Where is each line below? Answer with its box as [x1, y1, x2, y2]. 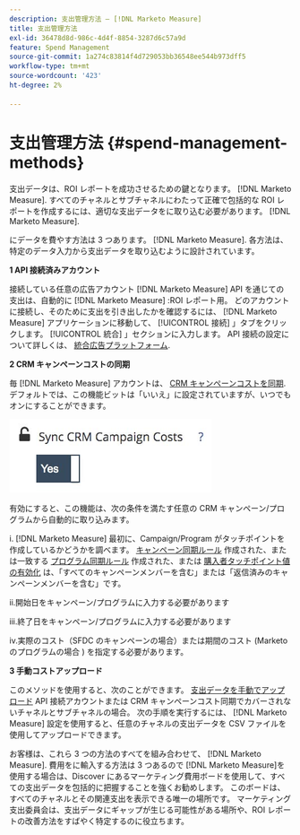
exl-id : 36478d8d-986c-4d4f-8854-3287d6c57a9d [9, 33, 186, 42]
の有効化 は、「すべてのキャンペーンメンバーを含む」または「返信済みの [9, 566, 273, 578]
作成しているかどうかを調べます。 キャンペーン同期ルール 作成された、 [9, 544, 271, 555]
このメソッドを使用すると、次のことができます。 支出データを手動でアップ [9, 684, 285, 695]
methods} [9, 152, 85, 172]
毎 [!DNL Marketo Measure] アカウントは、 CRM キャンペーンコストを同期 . [9, 378, 287, 388]
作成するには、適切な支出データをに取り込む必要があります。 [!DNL [39, 205, 291, 216]
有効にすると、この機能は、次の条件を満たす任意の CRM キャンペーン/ [9, 502, 270, 513]
